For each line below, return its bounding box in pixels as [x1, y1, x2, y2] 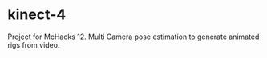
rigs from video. [7, 40, 60, 49]
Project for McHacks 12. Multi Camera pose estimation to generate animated [7, 32, 260, 41]
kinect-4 [7, 6, 67, 24]
